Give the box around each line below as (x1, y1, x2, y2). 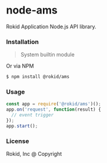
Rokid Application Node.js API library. (6, 23, 96, 30)
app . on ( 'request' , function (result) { (6, 107, 101, 112)
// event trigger (11, 112, 54, 118)
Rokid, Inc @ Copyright (6, 151, 62, 158)
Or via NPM (6, 62, 34, 69)
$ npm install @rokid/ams (6, 74, 69, 80)
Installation (6, 38, 39, 46)
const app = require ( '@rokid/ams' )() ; (6, 101, 101, 107)
